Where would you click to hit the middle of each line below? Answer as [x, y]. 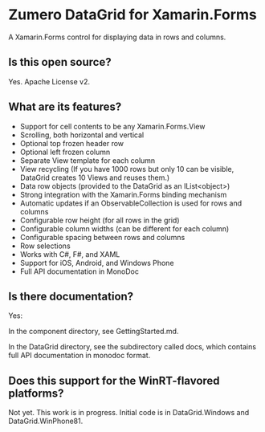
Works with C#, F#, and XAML [70, 254]
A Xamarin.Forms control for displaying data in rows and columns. [117, 37]
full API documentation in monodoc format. [79, 356]
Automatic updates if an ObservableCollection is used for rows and [131, 203]
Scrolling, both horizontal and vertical [82, 135]
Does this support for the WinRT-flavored [114, 380]
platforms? [36, 393]
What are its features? [65, 107]
